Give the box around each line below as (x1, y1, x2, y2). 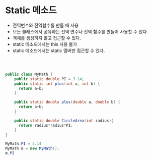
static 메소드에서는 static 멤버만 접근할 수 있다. (12, 47, 105, 54)
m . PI (5, 151, 15, 156)
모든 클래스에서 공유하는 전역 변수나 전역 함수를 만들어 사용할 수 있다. (12, 28, 148, 34)
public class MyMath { (5, 72, 53, 77)
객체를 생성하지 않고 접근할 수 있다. (12, 35, 82, 41)
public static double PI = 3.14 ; (14, 76, 85, 81)
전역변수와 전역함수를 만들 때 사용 (12, 22, 79, 28)
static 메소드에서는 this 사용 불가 (12, 41, 77, 47)
